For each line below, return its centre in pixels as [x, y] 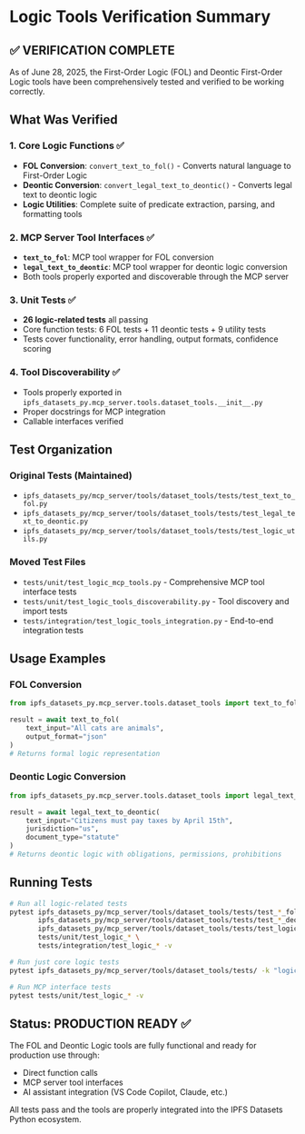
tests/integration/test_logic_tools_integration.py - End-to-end [148, 621]
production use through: [54, 1055]
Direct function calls [60, 1073]
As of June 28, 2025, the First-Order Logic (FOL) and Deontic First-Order [146, 72]
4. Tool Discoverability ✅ [65, 373]
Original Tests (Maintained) [71, 475]
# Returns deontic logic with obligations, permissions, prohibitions [146, 855]
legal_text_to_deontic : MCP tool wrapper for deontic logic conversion [155, 266]
